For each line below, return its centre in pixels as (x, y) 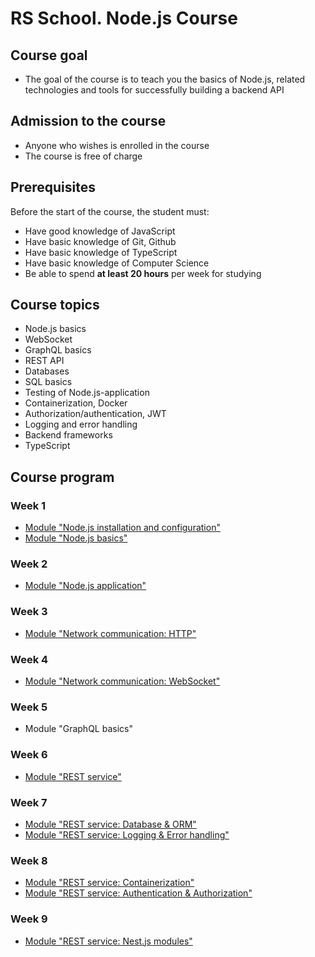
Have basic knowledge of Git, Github (100, 241)
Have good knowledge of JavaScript (100, 231)
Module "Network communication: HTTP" (110, 633)
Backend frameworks (68, 435)
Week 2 (29, 564)
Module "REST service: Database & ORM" (110, 824)
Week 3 (29, 612)
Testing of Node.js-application (87, 393)
